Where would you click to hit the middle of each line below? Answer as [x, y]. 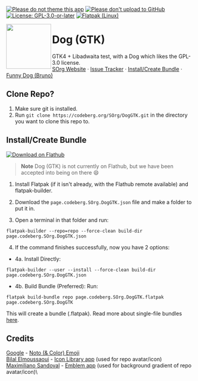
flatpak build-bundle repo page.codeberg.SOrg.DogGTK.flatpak [85, 297]
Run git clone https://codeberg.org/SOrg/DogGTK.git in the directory [101, 115]
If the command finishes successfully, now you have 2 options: [92, 247]
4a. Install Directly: [38, 259]
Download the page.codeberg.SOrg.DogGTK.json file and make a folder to [103, 202]
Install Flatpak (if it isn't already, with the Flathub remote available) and [102, 184]
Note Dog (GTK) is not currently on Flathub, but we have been [97, 166]
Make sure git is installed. [46, 108]
